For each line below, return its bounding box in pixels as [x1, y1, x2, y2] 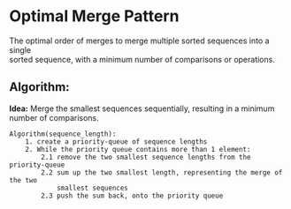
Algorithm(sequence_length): [9, 130, 117, 138]
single [9, 44, 32, 55]
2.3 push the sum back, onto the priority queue [41, 191, 224, 200]
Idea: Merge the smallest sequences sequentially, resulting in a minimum [9, 103, 275, 114]
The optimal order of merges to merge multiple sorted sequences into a [9, 35, 270, 46]
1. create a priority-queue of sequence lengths [25, 137, 208, 146]
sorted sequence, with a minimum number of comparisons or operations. [9, 54, 276, 64]
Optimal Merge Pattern [9, 6, 180, 26]
